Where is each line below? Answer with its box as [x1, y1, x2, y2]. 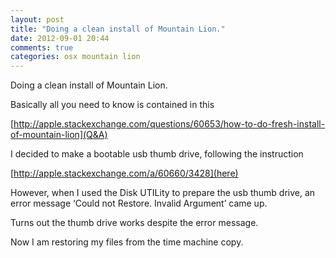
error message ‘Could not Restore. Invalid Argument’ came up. [10, 197, 268, 210]
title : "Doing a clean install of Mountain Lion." [10, 24, 226, 34]
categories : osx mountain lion [10, 52, 141, 62]
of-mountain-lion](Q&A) [10, 129, 108, 141]
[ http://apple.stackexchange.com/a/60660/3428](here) [10, 167, 239, 180]
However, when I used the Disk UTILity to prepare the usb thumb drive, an [10, 187, 316, 199]
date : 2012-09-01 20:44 [10, 33, 110, 43]
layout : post [10, 14, 65, 25]
